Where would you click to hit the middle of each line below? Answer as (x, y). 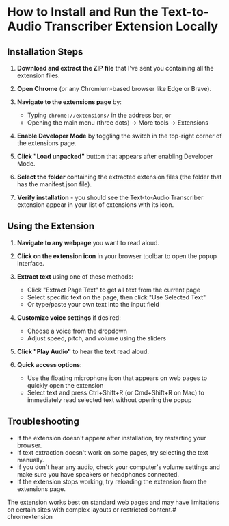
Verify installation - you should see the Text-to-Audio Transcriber (110, 197)
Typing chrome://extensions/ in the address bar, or (99, 115)
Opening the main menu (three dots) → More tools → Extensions (118, 123)
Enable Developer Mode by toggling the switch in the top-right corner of (119, 136)
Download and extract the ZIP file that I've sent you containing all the (115, 68)
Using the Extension (51, 226)
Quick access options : (49, 364)
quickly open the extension (65, 385)
